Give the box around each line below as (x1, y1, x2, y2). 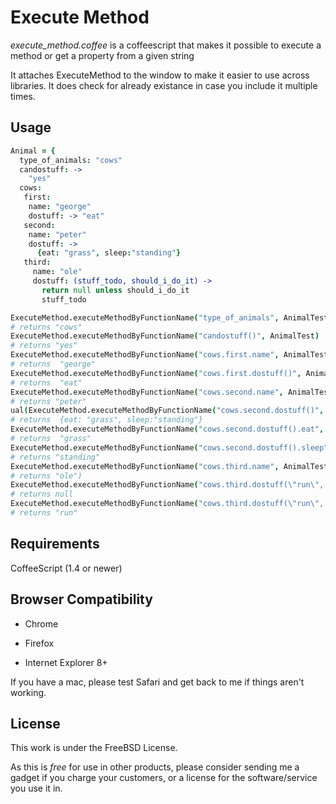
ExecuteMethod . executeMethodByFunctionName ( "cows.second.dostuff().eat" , (10, 424, 325, 435)
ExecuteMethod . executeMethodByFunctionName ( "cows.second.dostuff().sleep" (10, 442, 329, 453)
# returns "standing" (10, 452, 101, 462)
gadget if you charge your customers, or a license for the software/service (10, 772, 318, 784)
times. (10, 90, 36, 102)
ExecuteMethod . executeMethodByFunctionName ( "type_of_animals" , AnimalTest (10, 312, 329, 323)
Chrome (24, 617, 59, 630)
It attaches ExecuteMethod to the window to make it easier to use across (10, 69, 310, 81)
